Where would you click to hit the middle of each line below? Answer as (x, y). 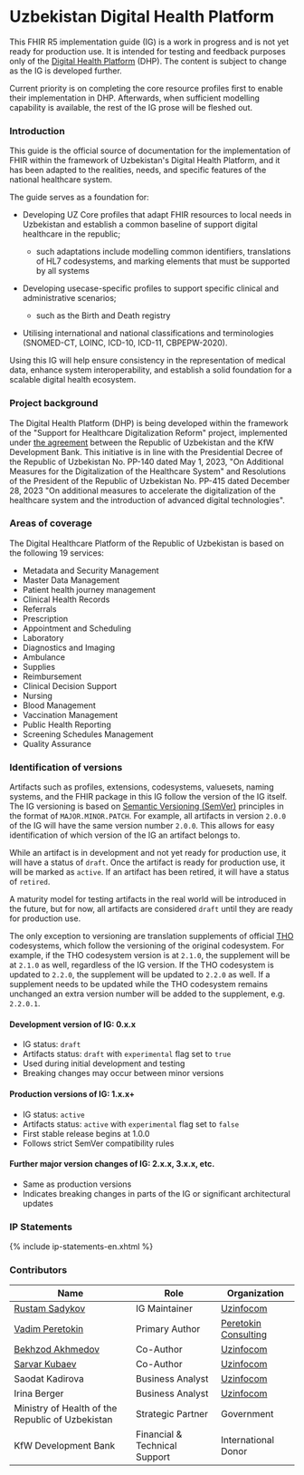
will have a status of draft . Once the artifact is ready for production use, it (147, 862)
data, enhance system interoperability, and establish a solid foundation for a (151, 370)
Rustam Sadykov (50, 1309)
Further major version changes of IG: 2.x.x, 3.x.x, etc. (112, 1164)
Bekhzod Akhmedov (57, 1350)
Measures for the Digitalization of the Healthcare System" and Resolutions (148, 471)
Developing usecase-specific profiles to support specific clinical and (150, 288)
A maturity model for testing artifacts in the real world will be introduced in (148, 899)
